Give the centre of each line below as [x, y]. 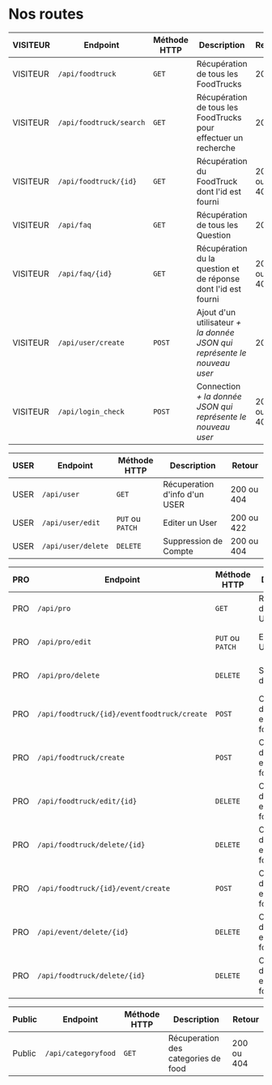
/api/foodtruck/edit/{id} [87, 801]
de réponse [218, 278]
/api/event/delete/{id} [83, 932]
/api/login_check [91, 411]
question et [218, 269]
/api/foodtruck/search [102, 122]
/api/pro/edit [64, 642]
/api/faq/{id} [85, 273]
